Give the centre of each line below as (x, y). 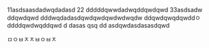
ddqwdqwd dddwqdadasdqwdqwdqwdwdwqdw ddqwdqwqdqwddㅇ (104, 18)
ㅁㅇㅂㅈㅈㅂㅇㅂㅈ (32, 39)
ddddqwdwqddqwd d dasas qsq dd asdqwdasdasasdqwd (88, 25)
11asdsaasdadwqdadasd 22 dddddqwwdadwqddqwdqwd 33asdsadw (105, 10)
